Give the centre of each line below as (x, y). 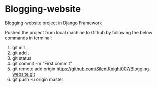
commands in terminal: (29, 38)
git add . (21, 53)
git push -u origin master (38, 79)
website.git (24, 74)
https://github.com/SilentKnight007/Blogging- (104, 69)
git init (19, 47)
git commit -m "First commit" (42, 63)
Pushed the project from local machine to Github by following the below (79, 32)
